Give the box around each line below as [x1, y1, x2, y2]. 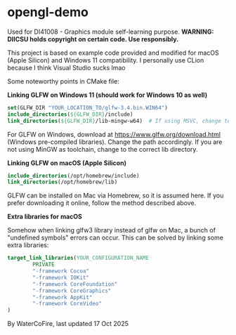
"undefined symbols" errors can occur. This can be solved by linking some [7, 233, 223, 242]
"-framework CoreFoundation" [32, 280, 118, 288]
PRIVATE [32, 261, 55, 268]
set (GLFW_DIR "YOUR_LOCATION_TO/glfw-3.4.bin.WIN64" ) [7, 104, 169, 111]
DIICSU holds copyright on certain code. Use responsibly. [7, 34, 179, 43]
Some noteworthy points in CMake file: [7, 77, 119, 85]
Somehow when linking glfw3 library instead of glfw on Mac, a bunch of [7, 226, 216, 235]
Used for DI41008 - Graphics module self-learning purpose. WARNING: [7, 27, 214, 36]
